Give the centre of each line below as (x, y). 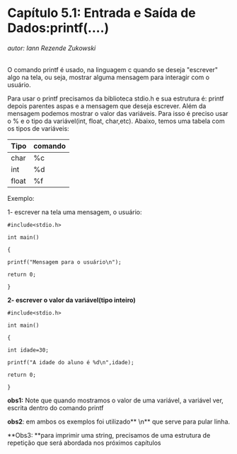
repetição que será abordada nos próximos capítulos (84, 443)
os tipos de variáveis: (38, 129)
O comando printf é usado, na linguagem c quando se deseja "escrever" (112, 70)
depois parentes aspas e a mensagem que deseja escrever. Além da (107, 106)
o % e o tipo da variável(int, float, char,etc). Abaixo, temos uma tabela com (116, 121)
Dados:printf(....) (58, 28)
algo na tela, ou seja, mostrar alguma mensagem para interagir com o (109, 77)
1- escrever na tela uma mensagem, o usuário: (75, 212)
